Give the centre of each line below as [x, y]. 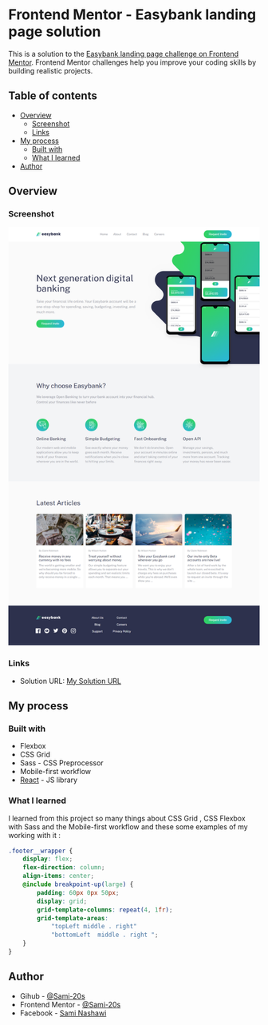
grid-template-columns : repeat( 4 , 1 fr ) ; [105, 910]
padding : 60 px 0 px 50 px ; [78, 892]
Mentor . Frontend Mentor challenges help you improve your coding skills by [132, 62]
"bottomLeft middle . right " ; [104, 935]
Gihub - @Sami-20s [52, 995]
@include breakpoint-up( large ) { [78, 884]
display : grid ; [62, 901]
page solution [55, 32]
